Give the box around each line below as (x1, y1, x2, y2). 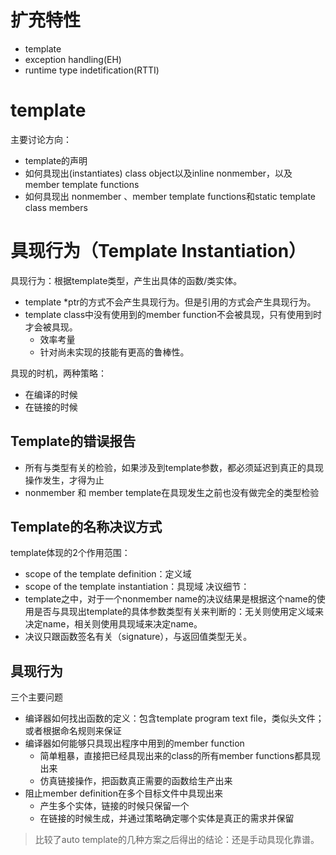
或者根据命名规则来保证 (24, 725, 122, 737)
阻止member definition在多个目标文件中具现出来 (24, 787, 224, 800)
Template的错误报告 (10, 433, 137, 450)
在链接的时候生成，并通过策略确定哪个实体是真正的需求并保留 (39, 812, 295, 825)
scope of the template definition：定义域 (24, 568, 192, 580)
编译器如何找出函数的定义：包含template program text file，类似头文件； (24, 712, 325, 725)
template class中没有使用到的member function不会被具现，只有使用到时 (24, 308, 323, 320)
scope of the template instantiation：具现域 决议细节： (24, 581, 250, 593)
